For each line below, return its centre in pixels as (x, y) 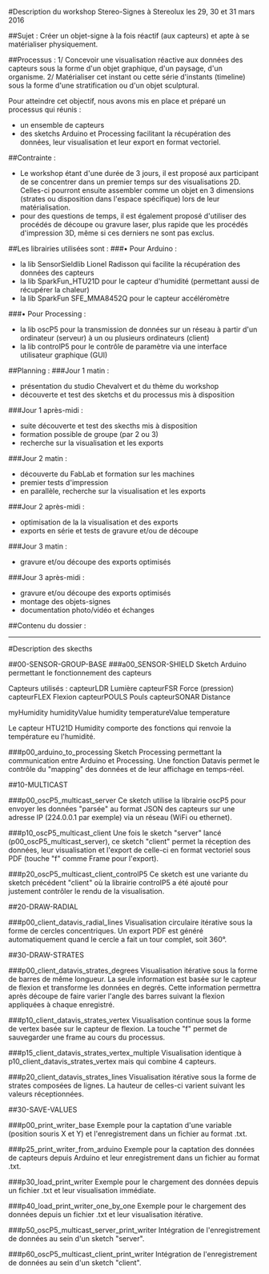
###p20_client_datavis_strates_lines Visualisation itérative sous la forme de (132, 1077)
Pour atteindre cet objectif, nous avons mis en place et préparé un (117, 101)
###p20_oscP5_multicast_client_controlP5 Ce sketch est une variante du (128, 874)
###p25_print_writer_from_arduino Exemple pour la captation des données (131, 1149)
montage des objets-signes (65, 601)
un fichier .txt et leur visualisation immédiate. (82, 1190)
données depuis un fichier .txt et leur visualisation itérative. (106, 1215)
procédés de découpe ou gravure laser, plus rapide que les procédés (134, 225)
